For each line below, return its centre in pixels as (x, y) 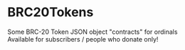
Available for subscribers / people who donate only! (83, 39)
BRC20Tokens (51, 12)
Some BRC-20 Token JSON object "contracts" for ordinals (92, 32)
